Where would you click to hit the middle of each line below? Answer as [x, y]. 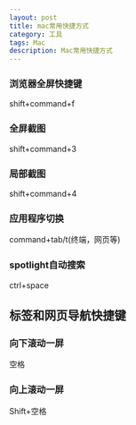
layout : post [33, 17]
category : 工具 [36, 34]
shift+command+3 [43, 149]
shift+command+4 [43, 194]
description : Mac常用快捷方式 [61, 51]
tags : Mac [28, 42]
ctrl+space [29, 285]
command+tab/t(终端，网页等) [65, 240]
